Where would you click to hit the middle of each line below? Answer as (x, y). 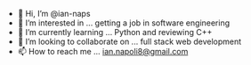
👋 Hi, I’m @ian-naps (54, 14)
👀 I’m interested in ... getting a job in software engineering (124, 23)
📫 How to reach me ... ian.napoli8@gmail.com (103, 51)
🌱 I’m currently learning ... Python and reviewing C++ (115, 32)
